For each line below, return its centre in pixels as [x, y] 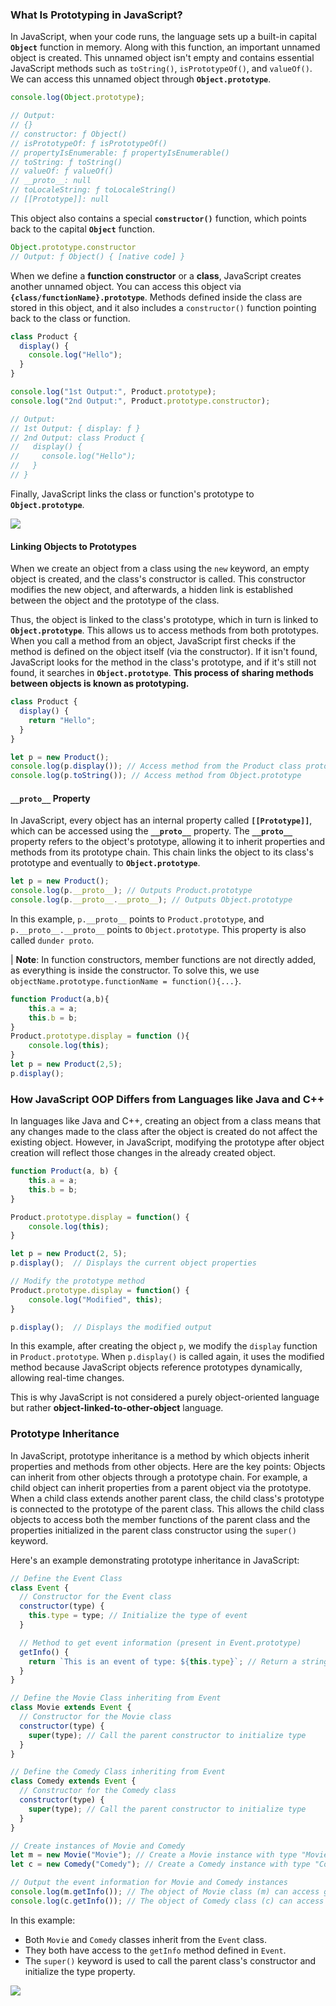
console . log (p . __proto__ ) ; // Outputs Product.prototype [131, 891]
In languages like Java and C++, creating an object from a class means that [166, 1121]
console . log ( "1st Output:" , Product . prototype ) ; [113, 392]
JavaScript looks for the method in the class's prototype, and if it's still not [163, 662]
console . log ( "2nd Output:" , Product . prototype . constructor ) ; [140, 401]
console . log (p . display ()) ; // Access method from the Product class [156, 766]
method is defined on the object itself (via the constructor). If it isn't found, [164, 652]
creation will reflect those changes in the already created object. [143, 1153]
